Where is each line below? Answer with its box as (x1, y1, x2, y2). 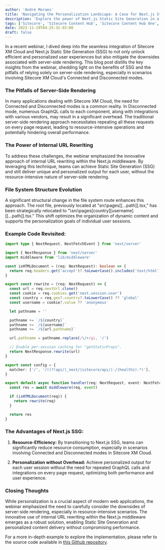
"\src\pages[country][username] (68, 207, 134, 214)
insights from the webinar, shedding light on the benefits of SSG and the (5, 64, 151, 70)
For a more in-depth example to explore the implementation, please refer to (5, 534, 157, 540)
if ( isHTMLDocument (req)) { (9, 394, 67, 399)
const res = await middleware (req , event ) (9, 385, 98, 390)
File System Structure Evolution (5, 186, 82, 193)
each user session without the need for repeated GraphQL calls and (12, 465, 150, 470)
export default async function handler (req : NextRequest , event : (5, 381, 141, 385)
